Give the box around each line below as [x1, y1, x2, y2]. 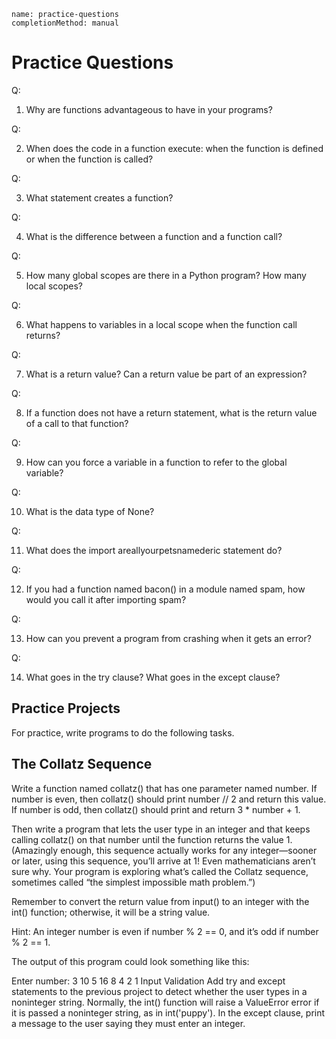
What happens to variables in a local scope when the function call [25, 318, 298, 330]
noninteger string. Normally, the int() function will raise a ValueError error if [11, 996, 320, 1008]
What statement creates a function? [25, 191, 174, 204]
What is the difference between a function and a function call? [25, 230, 283, 242]
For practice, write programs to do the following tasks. [11, 726, 235, 739]
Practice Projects [11, 700, 121, 717]
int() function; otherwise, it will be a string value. [11, 906, 211, 918]
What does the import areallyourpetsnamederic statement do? [25, 544, 283, 556]
